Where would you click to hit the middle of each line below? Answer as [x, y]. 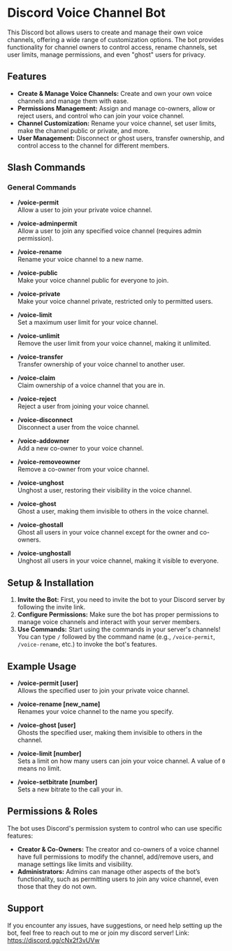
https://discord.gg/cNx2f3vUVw [53, 940]
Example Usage [42, 666]
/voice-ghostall [40, 525]
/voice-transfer [40, 357]
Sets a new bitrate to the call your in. [70, 789]
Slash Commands [46, 168]
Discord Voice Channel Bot [86, 13]
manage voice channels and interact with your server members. [109, 622]
